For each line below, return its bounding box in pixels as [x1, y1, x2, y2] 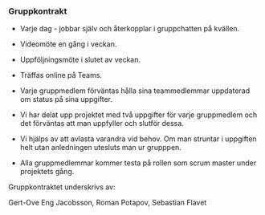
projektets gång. [19, 167, 75, 176]
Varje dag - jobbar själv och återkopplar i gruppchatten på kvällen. [19, 24, 240, 34]
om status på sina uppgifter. [19, 95, 112, 104]
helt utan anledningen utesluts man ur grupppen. [19, 143, 182, 152]
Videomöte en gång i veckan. [19, 39, 117, 49]
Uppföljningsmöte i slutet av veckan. [19, 55, 141, 65]
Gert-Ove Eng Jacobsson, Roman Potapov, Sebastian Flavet [8, 198, 207, 208]
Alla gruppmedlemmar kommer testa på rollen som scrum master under [19, 158, 257, 168]
